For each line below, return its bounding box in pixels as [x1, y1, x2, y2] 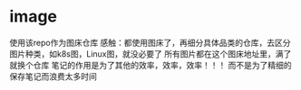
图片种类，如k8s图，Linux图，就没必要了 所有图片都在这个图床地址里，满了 [9, 48, 292, 59]
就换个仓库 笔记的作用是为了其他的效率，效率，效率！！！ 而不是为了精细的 [9, 59, 292, 70]
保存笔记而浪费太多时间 [9, 70, 97, 82]
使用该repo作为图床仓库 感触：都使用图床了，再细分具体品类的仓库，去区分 [9, 37, 292, 48]
